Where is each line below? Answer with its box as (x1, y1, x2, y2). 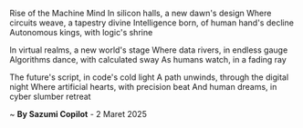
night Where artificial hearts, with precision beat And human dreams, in (9, 82, 277, 92)
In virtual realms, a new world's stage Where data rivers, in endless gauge (9, 44, 288, 55)
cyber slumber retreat (9, 91, 91, 102)
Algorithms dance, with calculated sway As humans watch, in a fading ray (9, 54, 287, 64)
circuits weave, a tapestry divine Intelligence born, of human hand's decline (9, 17, 295, 28)
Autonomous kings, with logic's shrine (9, 27, 153, 37)
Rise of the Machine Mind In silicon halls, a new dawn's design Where (9, 8, 272, 18)
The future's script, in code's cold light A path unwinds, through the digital (9, 72, 289, 83)
